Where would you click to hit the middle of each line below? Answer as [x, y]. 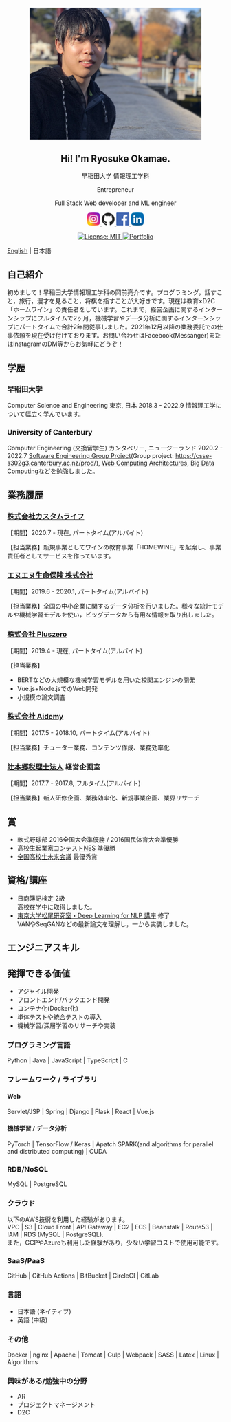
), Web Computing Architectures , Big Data [155, 463]
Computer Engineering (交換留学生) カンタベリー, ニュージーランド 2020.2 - [115, 448]
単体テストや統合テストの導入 [59, 1017]
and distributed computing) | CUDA [57, 1151]
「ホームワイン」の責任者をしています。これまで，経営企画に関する [103, 309]
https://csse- [194, 456]
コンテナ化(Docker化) [48, 1008]
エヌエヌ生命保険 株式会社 [51, 575]
